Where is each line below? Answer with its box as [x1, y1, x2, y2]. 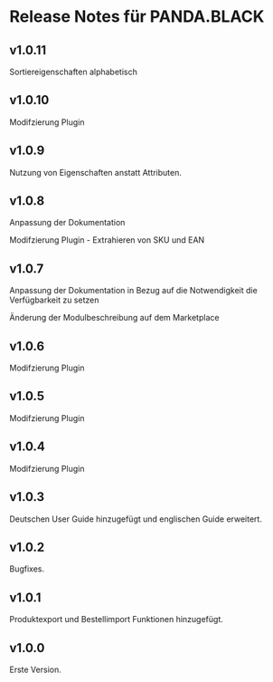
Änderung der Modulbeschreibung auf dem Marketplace [9, 312, 220, 323]
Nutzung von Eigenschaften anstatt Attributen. [9, 167, 183, 178]
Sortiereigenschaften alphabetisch [9, 66, 137, 77]
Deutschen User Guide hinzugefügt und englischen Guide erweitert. [9, 514, 262, 524]
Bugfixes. [9, 563, 45, 574]
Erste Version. [9, 664, 61, 675]
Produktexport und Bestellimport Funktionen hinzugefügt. [9, 614, 223, 625]
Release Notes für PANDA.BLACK [9, 6, 265, 27]
